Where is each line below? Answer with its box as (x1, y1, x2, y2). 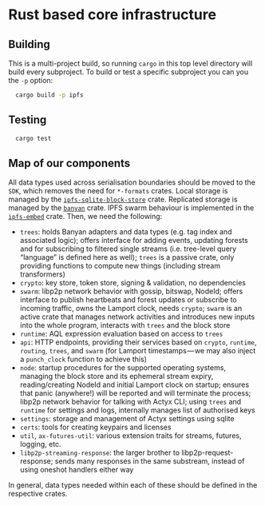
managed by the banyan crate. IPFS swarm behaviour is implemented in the (8, 203, 255, 213)
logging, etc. (19, 440, 61, 449)
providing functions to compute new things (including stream (19, 261, 221, 271)
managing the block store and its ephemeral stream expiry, (19, 372, 214, 381)
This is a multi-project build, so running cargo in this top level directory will (8, 58, 253, 68)
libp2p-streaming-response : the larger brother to (19, 448, 180, 457)
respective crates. (8, 489, 68, 499)
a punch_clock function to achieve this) (19, 354, 148, 365)
